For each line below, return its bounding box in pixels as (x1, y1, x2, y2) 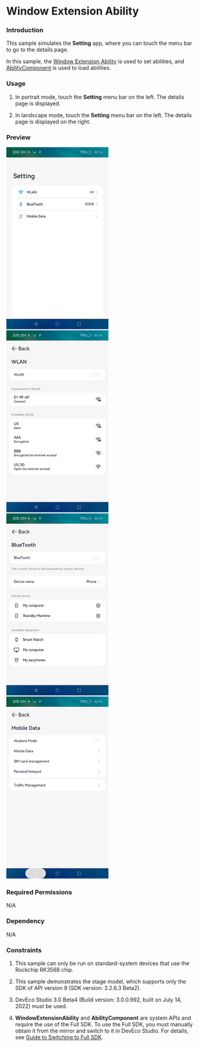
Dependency (6, 917, 45, 926)
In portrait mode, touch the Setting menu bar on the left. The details (15, 93, 184, 101)
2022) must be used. (15, 1002, 68, 1009)
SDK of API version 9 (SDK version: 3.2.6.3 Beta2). (15, 984, 141, 991)
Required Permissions (6, 888, 73, 896)
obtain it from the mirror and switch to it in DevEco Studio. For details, (15, 1027, 189, 1034)
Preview (6, 133, 31, 141)
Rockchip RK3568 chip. (15, 966, 74, 973)
